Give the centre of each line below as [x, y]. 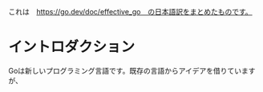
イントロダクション [72, 47]
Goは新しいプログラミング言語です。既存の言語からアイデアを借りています [132, 70]
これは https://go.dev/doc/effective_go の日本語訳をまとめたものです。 [130, 12]
